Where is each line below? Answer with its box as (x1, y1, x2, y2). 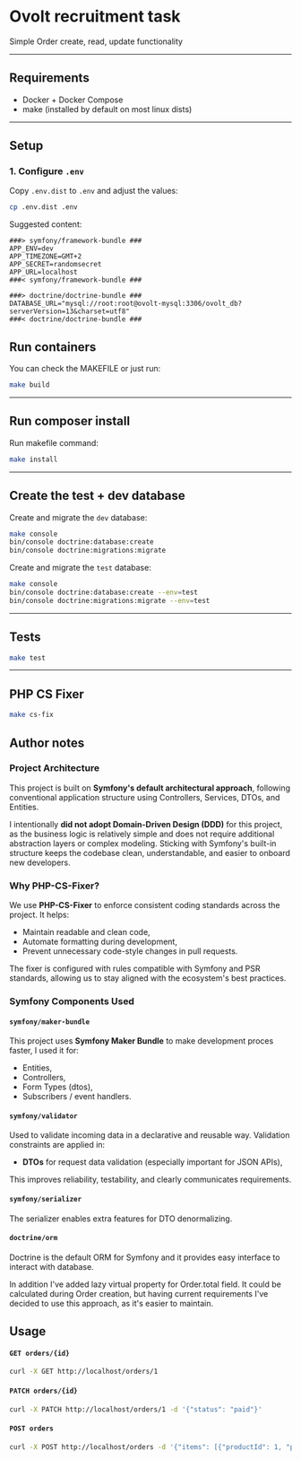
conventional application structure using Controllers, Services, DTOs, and (9, 791, 280, 802)
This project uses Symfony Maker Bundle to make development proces (9, 1036, 274, 1046)
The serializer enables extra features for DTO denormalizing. (9, 1213, 233, 1224)
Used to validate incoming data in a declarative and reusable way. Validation (9, 1130, 290, 1141)
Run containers (9, 339, 97, 354)
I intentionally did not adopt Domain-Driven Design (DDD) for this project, (9, 818, 283, 829)
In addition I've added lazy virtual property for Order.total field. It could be (9, 1279, 282, 1290)
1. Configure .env (9, 165, 85, 178)
